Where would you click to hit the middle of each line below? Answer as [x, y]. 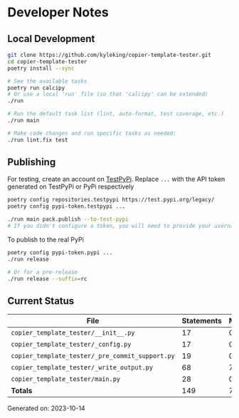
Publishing [32, 162]
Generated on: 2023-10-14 [46, 408]
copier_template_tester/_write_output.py [82, 368]
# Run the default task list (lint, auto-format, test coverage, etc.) [116, 114]
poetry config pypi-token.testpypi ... [67, 207]
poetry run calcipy [36, 88]
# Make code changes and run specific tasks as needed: [92, 133]
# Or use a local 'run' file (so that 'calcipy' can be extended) [108, 94]
